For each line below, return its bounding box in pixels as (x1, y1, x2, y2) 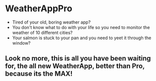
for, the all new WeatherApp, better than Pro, (5, 62, 145, 70)
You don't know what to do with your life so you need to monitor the (12, 24, 150, 30)
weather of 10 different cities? (12, 29, 73, 35)
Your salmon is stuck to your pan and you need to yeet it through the (12, 35, 152, 41)
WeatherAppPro (5, 3, 72, 14)
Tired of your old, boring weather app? (12, 19, 91, 25)
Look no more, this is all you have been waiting (5, 54, 151, 63)
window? (12, 40, 31, 46)
